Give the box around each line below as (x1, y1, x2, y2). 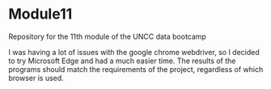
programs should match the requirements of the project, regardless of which (8, 64, 264, 74)
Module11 (8, 5, 73, 23)
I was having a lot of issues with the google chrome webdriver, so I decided (8, 47, 260, 57)
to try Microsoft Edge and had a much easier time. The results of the (8, 56, 236, 66)
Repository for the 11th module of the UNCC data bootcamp (8, 32, 206, 41)
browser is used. (8, 73, 65, 83)
